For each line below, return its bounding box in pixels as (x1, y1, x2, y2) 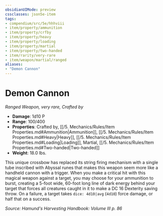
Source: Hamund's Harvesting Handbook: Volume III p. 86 (5, 205, 122, 211)
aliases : (5, 62, 23, 67)
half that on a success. (5, 196, 51, 202)
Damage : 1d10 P (12, 113, 45, 119)
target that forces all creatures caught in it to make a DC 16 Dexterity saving (5, 185, 158, 191)
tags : (5, 16, 16, 21)
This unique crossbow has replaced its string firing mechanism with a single (5, 159, 158, 165)
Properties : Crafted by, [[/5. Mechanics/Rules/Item (12, 124, 115, 130)
